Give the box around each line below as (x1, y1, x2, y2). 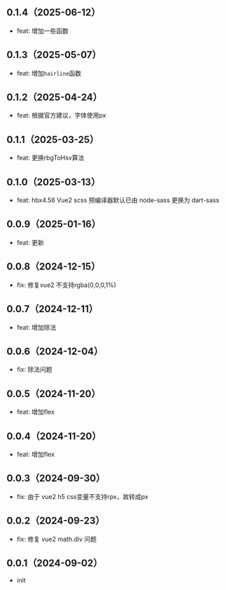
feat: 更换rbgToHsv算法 (16, 153, 85, 162)
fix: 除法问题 (16, 365, 52, 374)
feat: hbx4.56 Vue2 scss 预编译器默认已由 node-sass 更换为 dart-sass (16, 196, 220, 204)
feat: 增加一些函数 (16, 27, 69, 35)
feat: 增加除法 (16, 323, 57, 331)
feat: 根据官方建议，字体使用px (16, 111, 106, 120)
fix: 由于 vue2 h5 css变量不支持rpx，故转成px (16, 492, 148, 500)
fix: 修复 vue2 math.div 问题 (16, 535, 97, 543)
